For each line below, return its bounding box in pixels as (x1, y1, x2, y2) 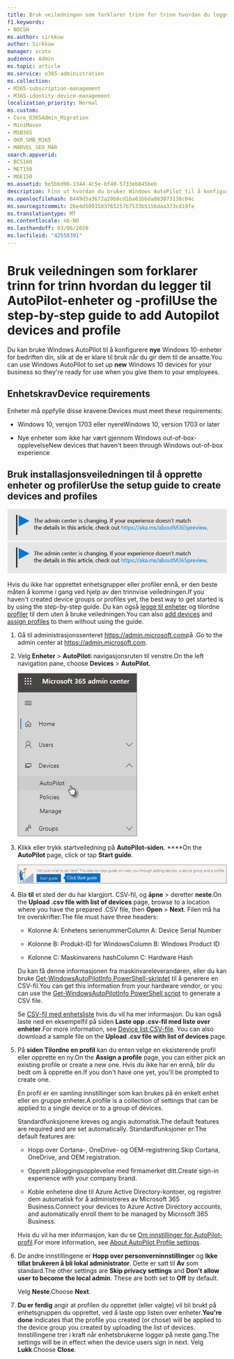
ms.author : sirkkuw (7, 34, 64, 40)
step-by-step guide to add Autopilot (7, 308, 220, 324)
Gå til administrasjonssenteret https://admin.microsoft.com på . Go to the (17, 631, 223, 639)
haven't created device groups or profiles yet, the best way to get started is (7, 595, 224, 604)
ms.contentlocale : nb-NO (7, 217, 79, 225)
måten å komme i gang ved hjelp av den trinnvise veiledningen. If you (7, 588, 204, 596)
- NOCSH (7, 26, 30, 33)
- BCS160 (7, 158, 33, 165)
